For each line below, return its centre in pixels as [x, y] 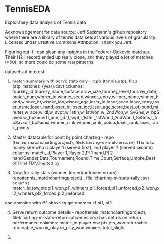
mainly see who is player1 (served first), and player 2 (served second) [82, 147]
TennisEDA [28, 9]
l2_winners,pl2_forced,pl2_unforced [48, 193]
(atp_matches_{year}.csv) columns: [48, 86]
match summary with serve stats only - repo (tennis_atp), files [75, 81]
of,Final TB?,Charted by [36, 163]
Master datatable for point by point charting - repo [63, 137]
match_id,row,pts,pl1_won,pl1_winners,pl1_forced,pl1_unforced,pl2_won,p [85, 188]
